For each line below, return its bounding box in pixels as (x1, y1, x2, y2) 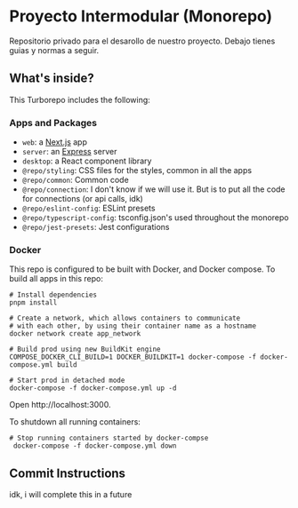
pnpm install (9, 298, 58, 307)
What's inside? (9, 71, 95, 86)
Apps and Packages (9, 116, 98, 129)
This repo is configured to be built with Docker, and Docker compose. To (9, 264, 276, 274)
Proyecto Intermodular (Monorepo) (9, 6, 273, 27)
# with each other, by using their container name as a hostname (9, 321, 256, 330)
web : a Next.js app (21, 137, 87, 147)
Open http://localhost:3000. (9, 400, 111, 410)
